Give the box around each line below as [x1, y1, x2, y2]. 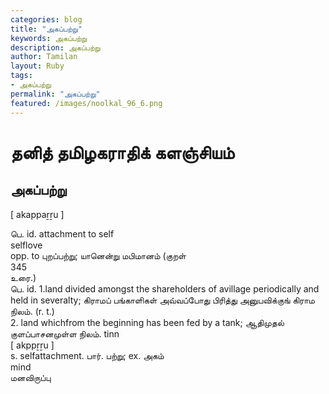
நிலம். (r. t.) [10, 305, 55, 317]
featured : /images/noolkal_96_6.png [10, 98, 163, 108]
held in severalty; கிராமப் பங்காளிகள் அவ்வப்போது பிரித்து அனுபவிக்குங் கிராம [10, 294, 315, 306]
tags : [10, 71, 33, 81]
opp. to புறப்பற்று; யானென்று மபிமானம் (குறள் [10, 249, 187, 261]
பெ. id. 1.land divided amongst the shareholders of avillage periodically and [10, 282, 320, 295]
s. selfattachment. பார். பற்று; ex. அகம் [10, 349, 165, 361]
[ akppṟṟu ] [10, 339, 55, 351]
